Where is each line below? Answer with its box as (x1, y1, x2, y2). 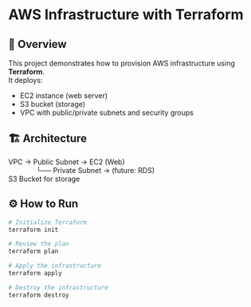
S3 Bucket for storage (8, 174, 80, 183)
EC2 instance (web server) (19, 91, 108, 100)
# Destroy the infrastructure (8, 283, 109, 292)
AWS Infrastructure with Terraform (8, 6, 245, 24)
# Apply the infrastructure (8, 262, 102, 270)
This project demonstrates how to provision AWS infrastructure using (8, 58, 235, 68)
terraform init (8, 226, 59, 234)
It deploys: (8, 76, 43, 85)
